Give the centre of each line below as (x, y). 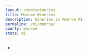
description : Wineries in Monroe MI (44, 19)
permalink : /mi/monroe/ (31, 24)
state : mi (16, 33)
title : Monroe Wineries (31, 15)
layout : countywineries (31, 10)
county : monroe (21, 29)
